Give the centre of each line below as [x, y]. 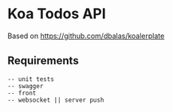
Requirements [43, 61]
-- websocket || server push [56, 100]
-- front [22, 93]
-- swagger [26, 86]
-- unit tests [31, 79]
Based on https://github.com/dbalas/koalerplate [86, 36]
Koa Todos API [57, 14]
